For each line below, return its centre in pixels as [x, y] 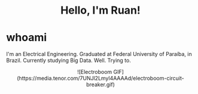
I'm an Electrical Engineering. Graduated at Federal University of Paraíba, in [99, 54]
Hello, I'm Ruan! [100, 10]
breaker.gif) [100, 84]
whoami [27, 38]
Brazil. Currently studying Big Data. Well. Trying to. [69, 61]
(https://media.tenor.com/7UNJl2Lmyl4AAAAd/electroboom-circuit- [100, 79]
